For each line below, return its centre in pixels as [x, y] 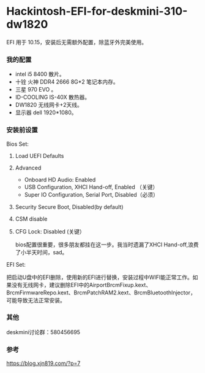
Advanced [28, 168]
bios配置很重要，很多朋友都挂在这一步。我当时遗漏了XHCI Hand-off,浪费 [107, 245]
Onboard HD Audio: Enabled [60, 179]
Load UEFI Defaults [39, 155]
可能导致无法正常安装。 [36, 300]
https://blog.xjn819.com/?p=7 [43, 363]
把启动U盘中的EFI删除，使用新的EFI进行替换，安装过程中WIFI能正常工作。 [99, 277]
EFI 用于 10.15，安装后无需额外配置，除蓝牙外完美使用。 [77, 42]
